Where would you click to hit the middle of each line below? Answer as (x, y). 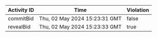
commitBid (21, 18)
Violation (138, 10)
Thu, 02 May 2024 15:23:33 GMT (81, 27)
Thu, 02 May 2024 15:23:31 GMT (81, 18)
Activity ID (21, 10)
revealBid (19, 27)
